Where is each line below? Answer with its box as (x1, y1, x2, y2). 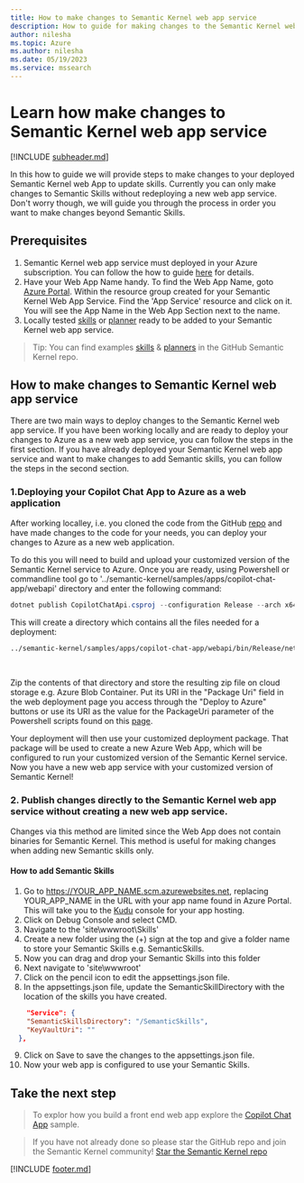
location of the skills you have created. (23, 991, 168, 1002)
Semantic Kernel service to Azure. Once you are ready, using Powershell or (10, 564, 290, 574)
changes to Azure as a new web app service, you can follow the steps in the (10, 435, 294, 445)
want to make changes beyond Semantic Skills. (10, 206, 186, 217)
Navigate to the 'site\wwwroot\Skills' (23, 923, 160, 934)
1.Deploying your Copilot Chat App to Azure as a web (10, 486, 247, 499)
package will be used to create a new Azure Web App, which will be (10, 743, 263, 754)
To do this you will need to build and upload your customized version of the (10, 554, 290, 564)
